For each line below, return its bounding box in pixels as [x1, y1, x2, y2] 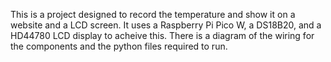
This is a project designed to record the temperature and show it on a [10, 9, 296, 20]
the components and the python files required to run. [10, 40, 228, 52]
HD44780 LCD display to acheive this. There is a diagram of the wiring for [10, 30, 315, 41]
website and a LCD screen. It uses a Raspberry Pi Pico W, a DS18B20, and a [10, 19, 322, 31]
